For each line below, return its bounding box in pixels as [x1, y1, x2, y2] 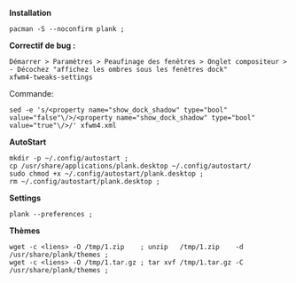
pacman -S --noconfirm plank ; [9, 25, 125, 34]
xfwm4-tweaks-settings [9, 73, 93, 82]
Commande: [9, 89, 55, 98]
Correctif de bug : [9, 40, 76, 51]
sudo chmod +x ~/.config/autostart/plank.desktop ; [9, 169, 204, 178]
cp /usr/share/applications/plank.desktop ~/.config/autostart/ [9, 161, 252, 170]
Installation [9, 8, 51, 18]
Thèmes [9, 225, 41, 236]
